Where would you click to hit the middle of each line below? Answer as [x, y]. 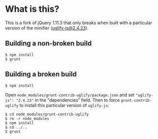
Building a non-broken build [48, 44]
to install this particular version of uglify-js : [64, 105]
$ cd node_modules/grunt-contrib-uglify [47, 114]
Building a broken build [41, 74]
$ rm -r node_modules [27, 119]
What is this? [32, 9]
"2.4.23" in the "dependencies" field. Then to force [68, 100]
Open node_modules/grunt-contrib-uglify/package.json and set [70, 95]
